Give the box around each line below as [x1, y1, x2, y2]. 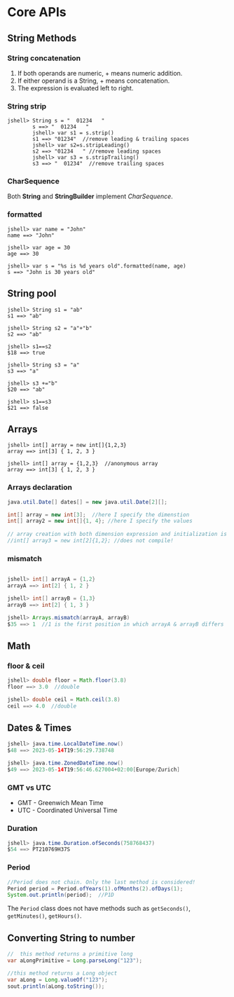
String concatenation [7, 53, 81, 63]
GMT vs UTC [7, 783, 51, 792]
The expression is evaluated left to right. [17, 83, 134, 92]
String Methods [7, 32, 77, 44]
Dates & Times [7, 722, 72, 734]
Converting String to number [7, 932, 135, 944]
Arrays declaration [7, 483, 72, 493]
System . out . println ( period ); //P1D [7, 891, 114, 899]
